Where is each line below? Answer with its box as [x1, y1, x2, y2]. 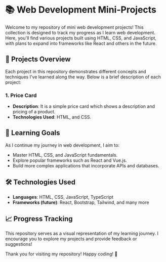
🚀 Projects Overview [5, 55, 71, 64]
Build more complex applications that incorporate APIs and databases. [12, 162, 159, 168]
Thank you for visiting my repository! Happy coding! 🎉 [5, 251, 118, 257]
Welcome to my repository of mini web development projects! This [5, 24, 144, 30]
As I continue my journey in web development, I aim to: [5, 142, 120, 148]
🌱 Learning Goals [5, 128, 60, 137]
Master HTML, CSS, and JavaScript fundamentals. [12, 152, 118, 158]
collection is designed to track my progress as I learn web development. [5, 29, 156, 35]
